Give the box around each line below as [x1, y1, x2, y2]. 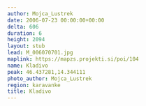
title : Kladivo [7, 88, 52, 95]
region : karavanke [7, 82, 61, 89]
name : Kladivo [7, 62, 49, 69]
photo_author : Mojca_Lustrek [7, 75, 92, 82]
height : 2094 [7, 36, 45, 43]
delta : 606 [7, 23, 39, 30]
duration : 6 [7, 29, 42, 37]
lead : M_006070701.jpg [7, 50, 73, 56]
